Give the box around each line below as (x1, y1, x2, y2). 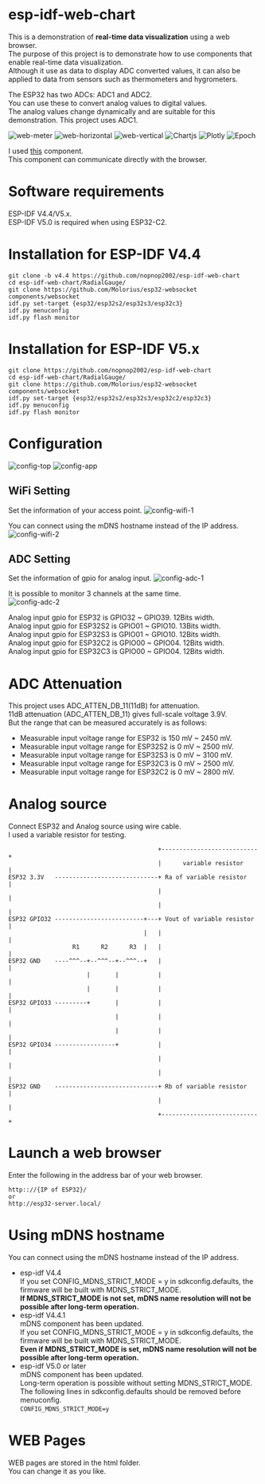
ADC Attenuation (8, 675, 123, 693)
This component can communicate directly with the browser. (8, 154, 208, 164)
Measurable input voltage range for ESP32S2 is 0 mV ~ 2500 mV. (19, 742, 234, 751)
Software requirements (8, 183, 165, 201)
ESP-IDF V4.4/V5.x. (8, 209, 72, 218)
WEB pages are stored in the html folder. (8, 1458, 141, 1467)
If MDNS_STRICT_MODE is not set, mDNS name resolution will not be (19, 1293, 252, 1303)
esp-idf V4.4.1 (19, 1310, 66, 1321)
